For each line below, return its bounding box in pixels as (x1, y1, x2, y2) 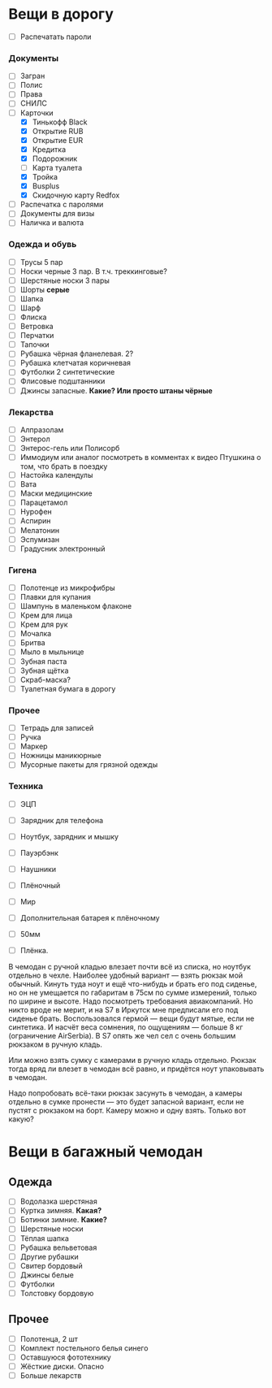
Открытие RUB (32, 126, 84, 136)
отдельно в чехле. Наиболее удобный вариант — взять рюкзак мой (8, 970, 244, 980)
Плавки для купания (19, 592, 91, 602)
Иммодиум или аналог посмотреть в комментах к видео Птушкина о (19, 453, 261, 462)
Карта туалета (32, 163, 83, 172)
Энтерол (19, 434, 50, 444)
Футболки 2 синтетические (19, 367, 115, 377)
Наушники (19, 864, 57, 874)
